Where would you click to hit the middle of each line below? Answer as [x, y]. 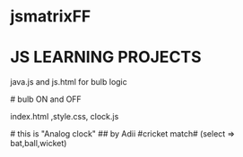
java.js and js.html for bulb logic [69, 82]
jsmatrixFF [51, 17]
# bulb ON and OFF [46, 99]
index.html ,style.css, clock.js [65, 117]
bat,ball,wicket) [39, 144]
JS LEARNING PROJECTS [106, 58]
